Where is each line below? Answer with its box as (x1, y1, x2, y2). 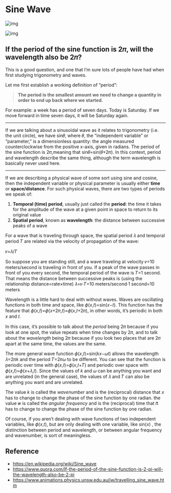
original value (12, 211, 41, 217)
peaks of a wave (12, 223, 47, 229)
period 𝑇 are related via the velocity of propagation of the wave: (5, 238, 139, 244)
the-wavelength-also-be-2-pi (12, 471, 75, 477)
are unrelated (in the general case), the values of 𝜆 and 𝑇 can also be (5, 373, 150, 379)
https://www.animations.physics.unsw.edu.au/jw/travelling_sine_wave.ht (12, 477, 164, 483)
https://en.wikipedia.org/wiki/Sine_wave (12, 460, 97, 467)
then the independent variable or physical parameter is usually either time (5, 180, 160, 186)
